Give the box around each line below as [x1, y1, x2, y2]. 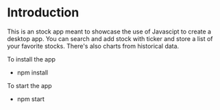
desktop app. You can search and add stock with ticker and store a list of [7, 34, 214, 42]
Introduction [7, 5, 80, 20]
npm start [16, 94, 45, 103]
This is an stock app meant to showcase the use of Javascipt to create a [7, 27, 211, 36]
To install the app [7, 55, 56, 63]
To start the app [7, 81, 53, 90]
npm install [16, 68, 49, 77]
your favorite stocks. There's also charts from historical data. [7, 42, 180, 50]
